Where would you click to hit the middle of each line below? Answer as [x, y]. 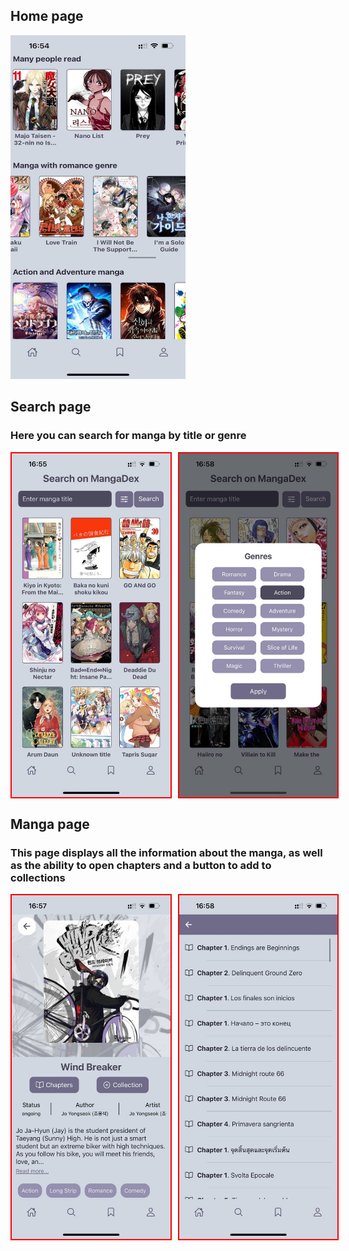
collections [38, 877]
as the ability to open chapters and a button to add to [141, 865]
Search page [51, 407]
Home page [47, 16]
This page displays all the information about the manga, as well [166, 852]
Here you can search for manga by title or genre [128, 436]
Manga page [50, 824]
